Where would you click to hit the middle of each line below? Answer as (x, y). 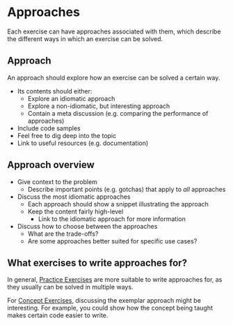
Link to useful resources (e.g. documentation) (83, 143)
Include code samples (49, 128)
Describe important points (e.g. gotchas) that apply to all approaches (127, 189)
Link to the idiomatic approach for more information (112, 219)
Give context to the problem (57, 181)
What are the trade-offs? (63, 234)
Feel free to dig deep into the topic (67, 135)
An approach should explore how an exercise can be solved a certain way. (114, 77)
